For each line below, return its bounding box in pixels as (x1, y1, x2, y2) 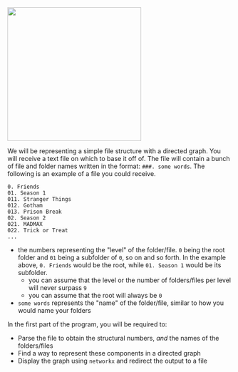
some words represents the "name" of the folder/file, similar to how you (17, 299, 224, 307)
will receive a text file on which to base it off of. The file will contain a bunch (7, 155, 230, 162)
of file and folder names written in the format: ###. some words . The (7, 162, 205, 170)
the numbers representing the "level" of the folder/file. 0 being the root (17, 246, 225, 254)
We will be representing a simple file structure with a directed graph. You (7, 147, 221, 155)
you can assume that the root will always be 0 (28, 291, 162, 299)
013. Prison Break (7, 208, 62, 215)
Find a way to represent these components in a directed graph (17, 349, 201, 357)
